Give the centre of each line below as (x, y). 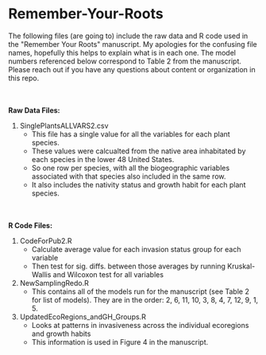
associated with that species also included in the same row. (129, 176)
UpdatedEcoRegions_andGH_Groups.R (83, 316)
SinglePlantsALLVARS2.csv (64, 125)
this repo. (24, 78)
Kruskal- (241, 266)
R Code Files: (31, 225)
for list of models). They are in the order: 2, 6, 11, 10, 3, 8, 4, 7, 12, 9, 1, (145, 299)
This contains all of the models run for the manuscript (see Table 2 (141, 291)
